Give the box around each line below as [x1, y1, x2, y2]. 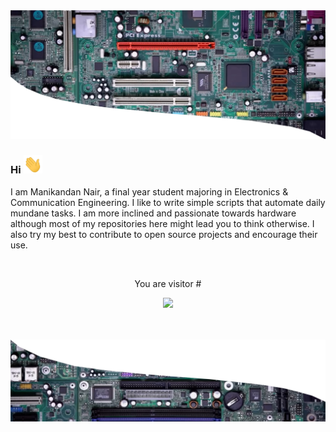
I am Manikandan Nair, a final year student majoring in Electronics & [10, 185, 289, 198]
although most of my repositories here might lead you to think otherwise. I [10, 217, 315, 229]
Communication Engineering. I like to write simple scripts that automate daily [10, 196, 326, 208]
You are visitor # [134, 277, 202, 289]
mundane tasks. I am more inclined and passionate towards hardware [10, 207, 297, 219]
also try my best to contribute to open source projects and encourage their [10, 228, 318, 240]
